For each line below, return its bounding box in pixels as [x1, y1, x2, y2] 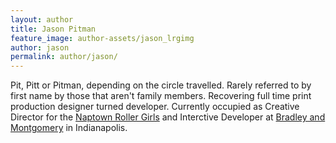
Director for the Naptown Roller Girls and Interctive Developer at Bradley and [10, 111, 326, 123]
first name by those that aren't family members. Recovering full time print [10, 90, 312, 102]
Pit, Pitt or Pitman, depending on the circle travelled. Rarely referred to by [10, 79, 312, 91]
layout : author [10, 14, 74, 25]
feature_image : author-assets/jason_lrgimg [10, 33, 195, 43]
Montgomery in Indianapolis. [10, 122, 128, 134]
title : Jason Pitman [10, 24, 97, 34]
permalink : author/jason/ [10, 52, 118, 62]
